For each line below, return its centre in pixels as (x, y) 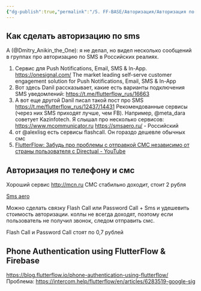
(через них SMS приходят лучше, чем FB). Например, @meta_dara (100, 113)
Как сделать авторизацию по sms (73, 36)
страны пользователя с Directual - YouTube (70, 151)
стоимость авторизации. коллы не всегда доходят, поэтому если (90, 214)
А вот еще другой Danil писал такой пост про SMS (79, 100)
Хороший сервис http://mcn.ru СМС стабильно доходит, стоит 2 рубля (96, 185)
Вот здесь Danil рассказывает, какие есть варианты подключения (100, 88)
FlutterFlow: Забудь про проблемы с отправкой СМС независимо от (102, 145)
